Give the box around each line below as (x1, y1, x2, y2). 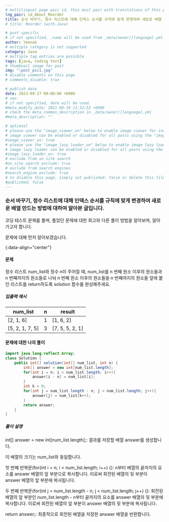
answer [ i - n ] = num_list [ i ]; (32, 375, 96, 380)
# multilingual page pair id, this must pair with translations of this (5, 7, 161, 13)
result (60, 308, 75, 315)
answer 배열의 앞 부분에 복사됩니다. (5, 477, 75, 483)
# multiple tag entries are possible (5, 54, 84, 59)
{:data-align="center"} (5, 244, 52, 250)
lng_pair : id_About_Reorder (5, 12, 64, 17)
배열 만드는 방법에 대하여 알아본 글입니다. (11, 205, 105, 212)
